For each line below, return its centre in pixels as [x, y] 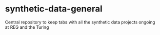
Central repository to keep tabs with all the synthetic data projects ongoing [80, 22]
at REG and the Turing [27, 27]
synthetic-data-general [54, 9]
